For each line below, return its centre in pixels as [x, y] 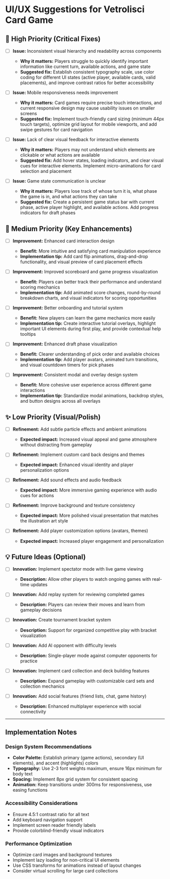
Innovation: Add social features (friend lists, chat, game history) [79, 696]
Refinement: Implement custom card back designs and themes [79, 454]
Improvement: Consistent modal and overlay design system [75, 375]
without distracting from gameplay [56, 445]
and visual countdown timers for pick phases [67, 365]
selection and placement [46, 171]
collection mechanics [42, 686]
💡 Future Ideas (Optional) [46, 557]
